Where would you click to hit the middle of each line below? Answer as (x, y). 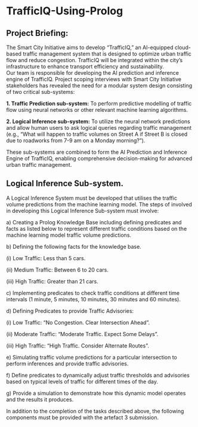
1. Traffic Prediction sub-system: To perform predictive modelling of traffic (99, 103)
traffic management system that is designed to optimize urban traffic (107, 54)
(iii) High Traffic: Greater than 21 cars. (52, 281)
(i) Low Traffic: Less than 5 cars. (46, 258)
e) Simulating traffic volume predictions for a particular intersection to (92, 357)
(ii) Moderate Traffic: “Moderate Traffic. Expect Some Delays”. (82, 334)
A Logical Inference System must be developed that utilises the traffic (92, 198)
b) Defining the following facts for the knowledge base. (74, 246)
